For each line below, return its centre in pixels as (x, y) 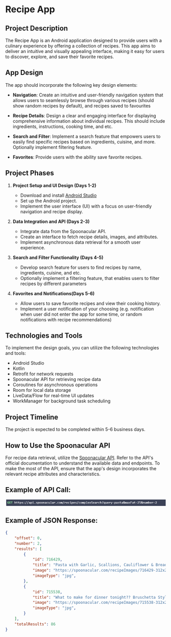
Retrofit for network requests (43, 374)
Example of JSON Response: (52, 520)
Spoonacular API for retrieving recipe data (57, 379)
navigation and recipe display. (51, 211)
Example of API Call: (38, 490)
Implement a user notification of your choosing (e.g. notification (87, 309)
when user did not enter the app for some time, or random (81, 314)
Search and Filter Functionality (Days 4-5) (58, 257)
